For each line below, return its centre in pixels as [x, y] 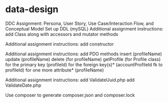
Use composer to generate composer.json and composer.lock [70, 95]
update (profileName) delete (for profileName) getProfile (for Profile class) [83, 59]
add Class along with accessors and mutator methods [62, 34]
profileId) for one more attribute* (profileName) [55, 70]
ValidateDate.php [23, 85]
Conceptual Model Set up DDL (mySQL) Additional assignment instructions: [85, 28]
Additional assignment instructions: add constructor [60, 44]
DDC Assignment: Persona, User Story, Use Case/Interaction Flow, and [80, 23]
